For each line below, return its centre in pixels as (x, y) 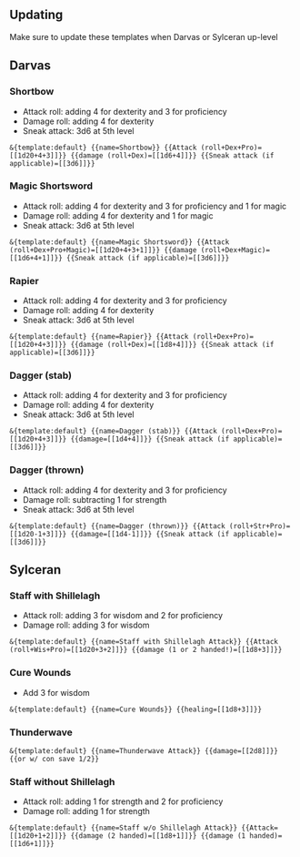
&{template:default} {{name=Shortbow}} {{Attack (103, 148)
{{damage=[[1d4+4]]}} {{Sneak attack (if (150, 439)
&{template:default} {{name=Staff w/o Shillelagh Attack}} (124, 828)
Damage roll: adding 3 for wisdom (86, 625)
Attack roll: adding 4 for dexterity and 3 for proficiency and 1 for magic (155, 206)
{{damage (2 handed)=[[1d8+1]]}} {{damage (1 (158, 836)
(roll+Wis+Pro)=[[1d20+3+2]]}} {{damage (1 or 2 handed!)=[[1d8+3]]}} (146, 650)
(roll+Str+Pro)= (260, 526)
